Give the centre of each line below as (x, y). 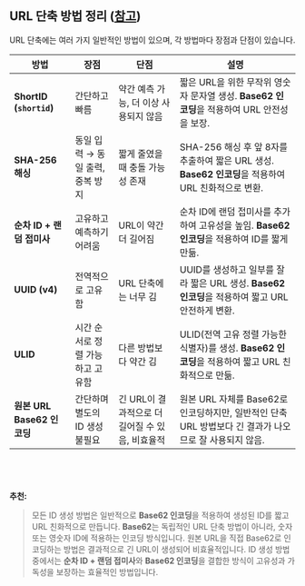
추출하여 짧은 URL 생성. (227, 160)
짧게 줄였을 (140, 154)
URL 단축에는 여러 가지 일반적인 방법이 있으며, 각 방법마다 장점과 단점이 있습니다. (152, 40)
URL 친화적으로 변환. (221, 187)
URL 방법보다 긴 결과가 (226, 426)
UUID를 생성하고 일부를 (226, 269)
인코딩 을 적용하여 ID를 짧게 (234, 239)
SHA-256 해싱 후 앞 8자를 (234, 146)
